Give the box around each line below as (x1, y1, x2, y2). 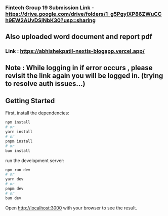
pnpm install (5, 139, 33, 144)
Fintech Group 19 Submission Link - (5, 4, 95, 11)
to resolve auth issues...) (5, 79, 86, 88)
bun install (5, 148, 30, 153)
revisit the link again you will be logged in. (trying (5, 71, 163, 80)
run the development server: (5, 157, 65, 164)
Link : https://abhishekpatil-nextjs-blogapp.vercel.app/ (5, 48, 145, 55)
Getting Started (5, 97, 55, 105)
